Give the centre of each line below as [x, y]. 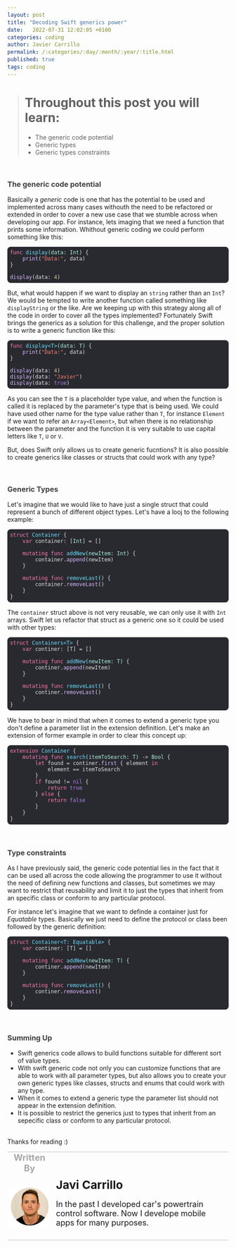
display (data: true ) [40, 383]
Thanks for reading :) [38, 1142]
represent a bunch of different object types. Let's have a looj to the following [118, 512]
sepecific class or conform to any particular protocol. [94, 1120]
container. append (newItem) [74, 559]
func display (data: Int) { [49, 252]
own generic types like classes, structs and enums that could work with [121, 1083]
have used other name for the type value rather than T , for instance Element [116, 413]
